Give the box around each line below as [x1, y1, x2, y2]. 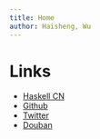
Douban [22, 120, 53, 131]
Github [22, 101, 48, 112]
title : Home [9, 13, 55, 23]
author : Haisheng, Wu [9, 22, 92, 31]
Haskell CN [22, 91, 65, 102]
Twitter [22, 110, 50, 121]
